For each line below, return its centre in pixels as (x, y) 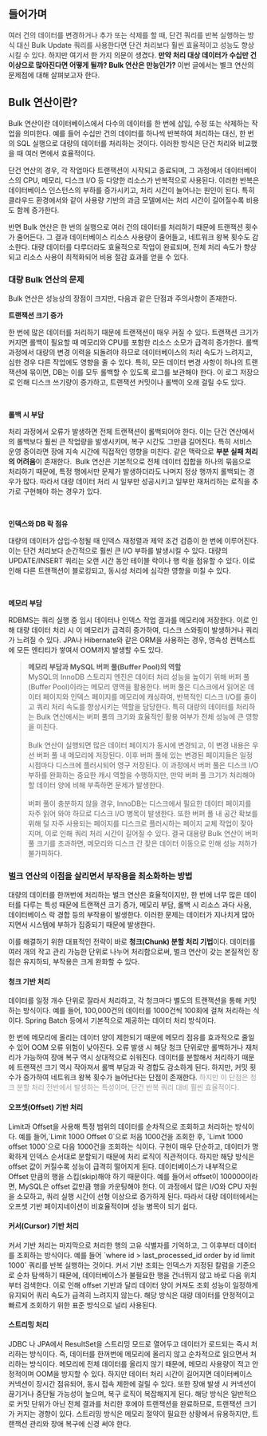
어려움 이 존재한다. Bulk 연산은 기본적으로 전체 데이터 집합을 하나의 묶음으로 (134, 461)
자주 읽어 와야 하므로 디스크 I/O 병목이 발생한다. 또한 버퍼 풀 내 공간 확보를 (143, 813)
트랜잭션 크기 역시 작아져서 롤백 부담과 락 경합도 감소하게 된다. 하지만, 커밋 (132, 1067)
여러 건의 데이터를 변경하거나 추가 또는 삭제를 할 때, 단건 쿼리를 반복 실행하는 (127, 35)
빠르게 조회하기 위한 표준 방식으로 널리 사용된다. (83, 1305)
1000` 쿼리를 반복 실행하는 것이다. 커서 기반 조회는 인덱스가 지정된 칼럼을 (122, 1265)
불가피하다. (45, 853)
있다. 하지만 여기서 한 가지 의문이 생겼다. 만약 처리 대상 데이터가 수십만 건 (144, 55)
